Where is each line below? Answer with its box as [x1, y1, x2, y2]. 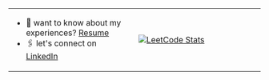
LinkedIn [26, 51, 58, 62]
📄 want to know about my [26, 18, 122, 28]
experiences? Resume [26, 27, 110, 38]
